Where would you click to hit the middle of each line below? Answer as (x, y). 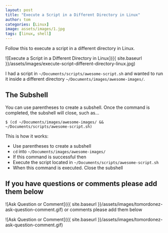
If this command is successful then (50, 157)
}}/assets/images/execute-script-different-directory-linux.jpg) (70, 64)
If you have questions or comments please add (81, 184)
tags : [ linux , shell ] (28, 34)
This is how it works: (27, 136)
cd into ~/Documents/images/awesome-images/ (59, 151)
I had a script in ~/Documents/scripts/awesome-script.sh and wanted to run (84, 74)
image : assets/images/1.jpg (35, 29)
